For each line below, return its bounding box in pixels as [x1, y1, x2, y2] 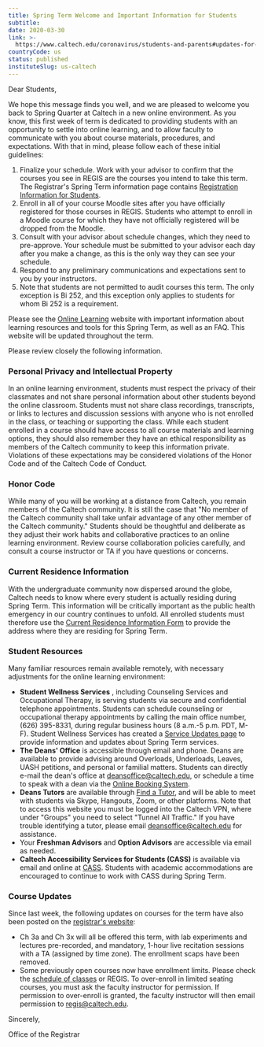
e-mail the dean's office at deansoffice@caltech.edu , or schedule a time [19, 771, 254, 780]
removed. [19, 957, 51, 967]
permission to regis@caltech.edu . [19, 999, 129, 1008]
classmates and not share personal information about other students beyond [8, 392, 256, 401]
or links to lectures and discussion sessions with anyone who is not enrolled [8, 409, 254, 418]
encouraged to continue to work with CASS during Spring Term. [19, 871, 226, 880]
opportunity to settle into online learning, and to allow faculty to [8, 124, 214, 134]
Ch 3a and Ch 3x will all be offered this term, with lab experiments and [19, 932, 247, 942]
